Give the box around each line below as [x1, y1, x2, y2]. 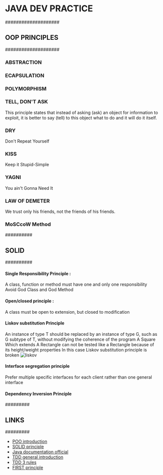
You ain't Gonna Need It [5, 185, 53, 191]
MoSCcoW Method [5, 221, 51, 228]
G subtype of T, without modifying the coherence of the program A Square [5, 336, 156, 342]
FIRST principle [12, 464, 43, 470]
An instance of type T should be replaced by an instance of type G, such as [5, 331, 158, 337]
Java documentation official [12, 448, 69, 455]
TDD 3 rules [12, 459, 37, 465]
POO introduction [12, 438, 47, 444]
